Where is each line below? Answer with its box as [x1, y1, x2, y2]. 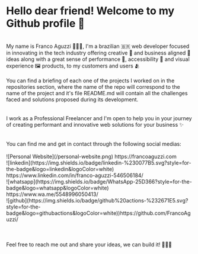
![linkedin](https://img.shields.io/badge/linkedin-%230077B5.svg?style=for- [6, 159, 191, 166]
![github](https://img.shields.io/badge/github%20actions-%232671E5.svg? [6, 197, 189, 204]
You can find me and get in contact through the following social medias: [6, 140, 182, 147]
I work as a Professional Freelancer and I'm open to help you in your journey [6, 114, 192, 122]
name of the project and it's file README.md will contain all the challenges [6, 89, 188, 97]
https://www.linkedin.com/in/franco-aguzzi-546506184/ [6, 172, 143, 179]
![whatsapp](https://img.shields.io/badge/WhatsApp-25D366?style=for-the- [6, 178, 193, 185]
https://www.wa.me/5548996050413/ [6, 191, 99, 198]
